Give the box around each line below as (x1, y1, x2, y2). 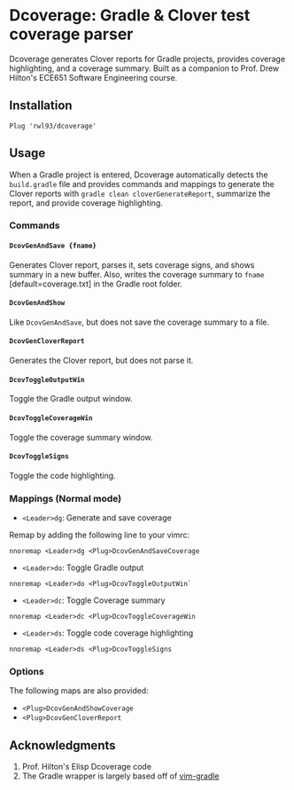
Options (9, 665, 44, 677)
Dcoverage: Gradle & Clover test (9, 5, 251, 26)
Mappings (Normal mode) (9, 492, 122, 505)
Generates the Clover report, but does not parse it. (9, 356, 194, 366)
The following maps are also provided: (9, 685, 149, 696)
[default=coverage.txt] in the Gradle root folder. (9, 278, 183, 289)
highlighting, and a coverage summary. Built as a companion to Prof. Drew (9, 63, 280, 74)
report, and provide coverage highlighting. (9, 197, 164, 208)
